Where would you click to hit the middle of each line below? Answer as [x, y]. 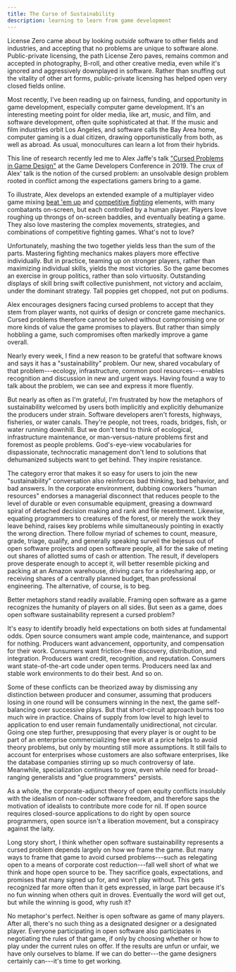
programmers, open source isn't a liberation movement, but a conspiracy [113, 821]
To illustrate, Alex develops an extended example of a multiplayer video [111, 194]
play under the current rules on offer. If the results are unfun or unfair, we [113, 946]
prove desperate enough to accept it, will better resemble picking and [108, 563]
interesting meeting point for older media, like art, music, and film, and [109, 115]
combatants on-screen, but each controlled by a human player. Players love [117, 209]
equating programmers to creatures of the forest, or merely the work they [114, 518]
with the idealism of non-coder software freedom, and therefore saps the [113, 798]
